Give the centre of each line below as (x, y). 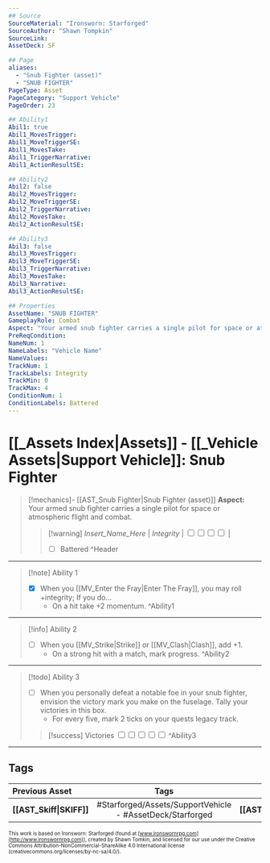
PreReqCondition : (37, 336)
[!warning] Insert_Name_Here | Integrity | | (139, 533)
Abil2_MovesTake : (37, 217)
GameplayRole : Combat (45, 321)
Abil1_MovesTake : (37, 150)
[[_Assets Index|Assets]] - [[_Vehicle (133, 443)
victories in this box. (73, 710)
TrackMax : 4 (28, 388)
